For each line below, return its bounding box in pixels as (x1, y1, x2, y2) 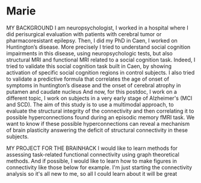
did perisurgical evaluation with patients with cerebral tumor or (6, 30, 162, 37)
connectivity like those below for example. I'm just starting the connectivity (6, 164, 193, 171)
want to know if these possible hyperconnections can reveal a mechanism (6, 120, 190, 127)
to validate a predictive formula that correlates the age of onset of (6, 75, 170, 82)
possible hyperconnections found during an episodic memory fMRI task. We (6, 113, 195, 121)
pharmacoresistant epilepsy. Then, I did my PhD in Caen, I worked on (6, 37, 178, 44)
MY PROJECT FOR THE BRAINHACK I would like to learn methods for (6, 144, 178, 152)
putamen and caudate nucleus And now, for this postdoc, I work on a (6, 88, 178, 95)
